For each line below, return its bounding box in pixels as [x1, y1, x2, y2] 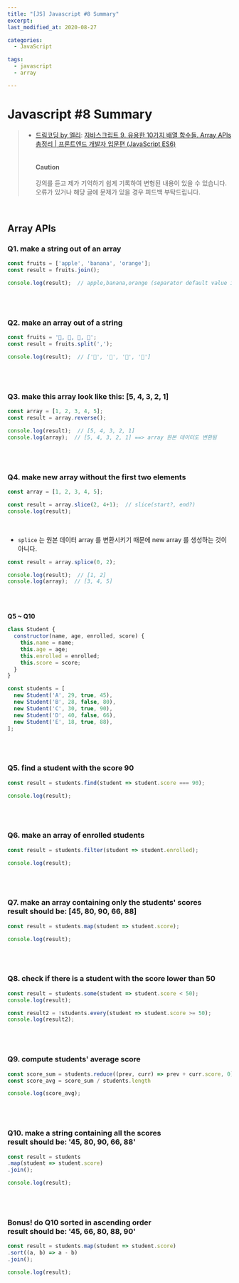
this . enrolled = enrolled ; [20, 653, 100, 660]
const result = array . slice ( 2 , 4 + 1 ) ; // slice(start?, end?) [7, 501, 196, 508]
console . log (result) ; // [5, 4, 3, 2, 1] [7, 427, 135, 435]
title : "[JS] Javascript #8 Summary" [7, 10, 119, 18]
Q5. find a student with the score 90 [7, 763, 134, 773]
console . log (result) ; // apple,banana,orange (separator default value [7, 279, 228, 287]
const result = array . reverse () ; [7, 415, 107, 422]
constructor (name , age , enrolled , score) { [14, 633, 144, 640]
